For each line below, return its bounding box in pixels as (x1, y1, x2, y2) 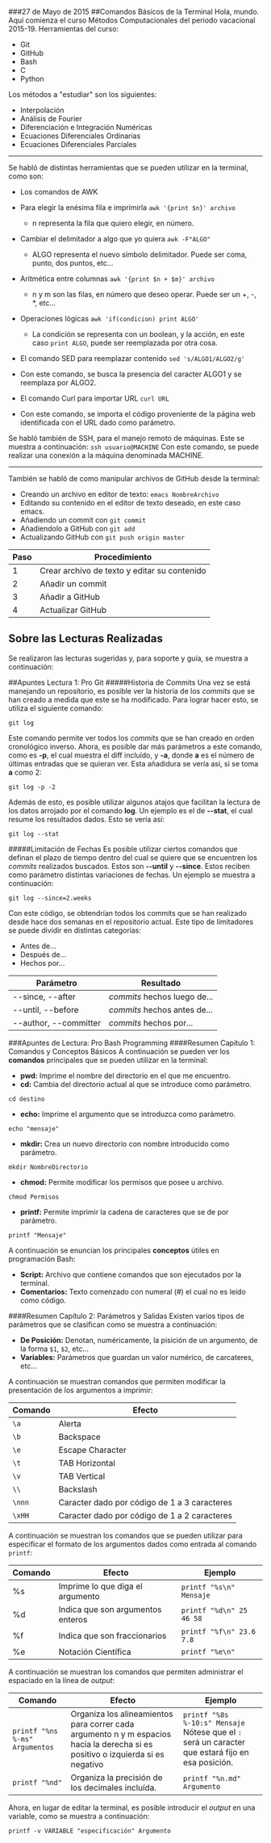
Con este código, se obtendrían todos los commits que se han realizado (8, 908, 248, 917)
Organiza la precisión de (70, 1772, 163, 1783)
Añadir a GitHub (40, 591, 101, 602)
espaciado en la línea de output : (8, 1675, 115, 1685)
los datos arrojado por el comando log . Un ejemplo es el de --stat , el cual (8, 805, 253, 815)
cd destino (8, 1094, 45, 1103)
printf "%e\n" (181, 1647, 236, 1656)
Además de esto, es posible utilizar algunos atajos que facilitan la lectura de (8, 797, 261, 807)
